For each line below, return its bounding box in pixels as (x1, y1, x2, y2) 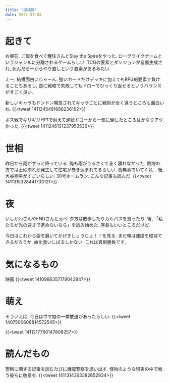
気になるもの (5, 259, 59, 270)
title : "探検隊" (5, 7, 37, 13)
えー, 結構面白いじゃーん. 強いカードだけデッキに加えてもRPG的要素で (5, 76, 151, 82)
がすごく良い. (5, 89, 34, 95)
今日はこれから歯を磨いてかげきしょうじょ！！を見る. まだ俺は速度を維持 (5, 233, 158, 239)
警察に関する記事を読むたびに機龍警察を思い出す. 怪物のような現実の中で (5, 366, 158, 372)
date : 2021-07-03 (5, 12, 42, 17)
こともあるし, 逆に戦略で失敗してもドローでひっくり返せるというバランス (9, 83, 162, 89)
